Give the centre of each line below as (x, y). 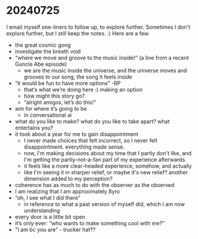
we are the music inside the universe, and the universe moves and (105, 70)
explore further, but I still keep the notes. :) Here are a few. (78, 33)
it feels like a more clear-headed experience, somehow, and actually (108, 166)
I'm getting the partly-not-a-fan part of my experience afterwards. (105, 159)
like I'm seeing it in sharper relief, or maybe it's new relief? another (106, 172)
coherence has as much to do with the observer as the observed (95, 185)
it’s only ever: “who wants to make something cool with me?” (90, 223)
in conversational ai (48, 115)
